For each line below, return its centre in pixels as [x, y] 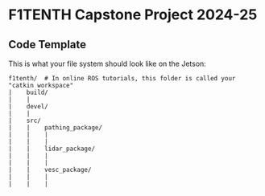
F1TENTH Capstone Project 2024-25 [133, 15]
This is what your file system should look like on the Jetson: [108, 63]
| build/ [28, 92]
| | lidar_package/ [52, 149]
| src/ [25, 120]
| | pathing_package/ [56, 128]
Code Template [48, 45]
